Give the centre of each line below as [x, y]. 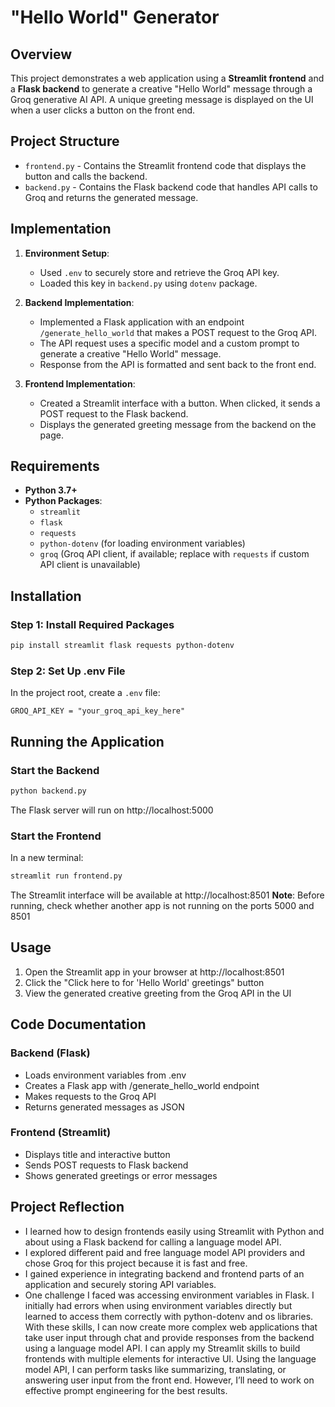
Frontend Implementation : [80, 383]
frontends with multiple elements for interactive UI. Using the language [170, 1358]
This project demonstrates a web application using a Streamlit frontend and [167, 78]
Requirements [55, 466]
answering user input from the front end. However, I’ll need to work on [169, 1380]
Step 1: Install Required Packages [92, 624]
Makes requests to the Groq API [90, 1096]
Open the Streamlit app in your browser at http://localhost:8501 [154, 972]
